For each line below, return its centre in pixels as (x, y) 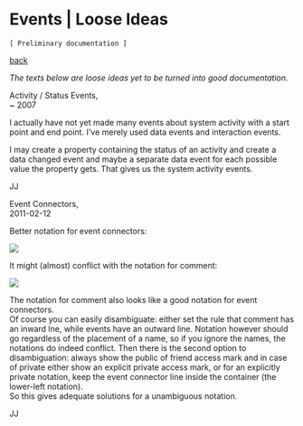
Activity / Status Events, (54, 95)
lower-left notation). (46, 386)
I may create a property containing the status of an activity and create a (143, 149)
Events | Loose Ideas (89, 19)
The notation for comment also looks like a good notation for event (133, 299)
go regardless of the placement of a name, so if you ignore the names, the (148, 338)
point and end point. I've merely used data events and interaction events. (145, 132)
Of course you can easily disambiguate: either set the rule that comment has (152, 319)
